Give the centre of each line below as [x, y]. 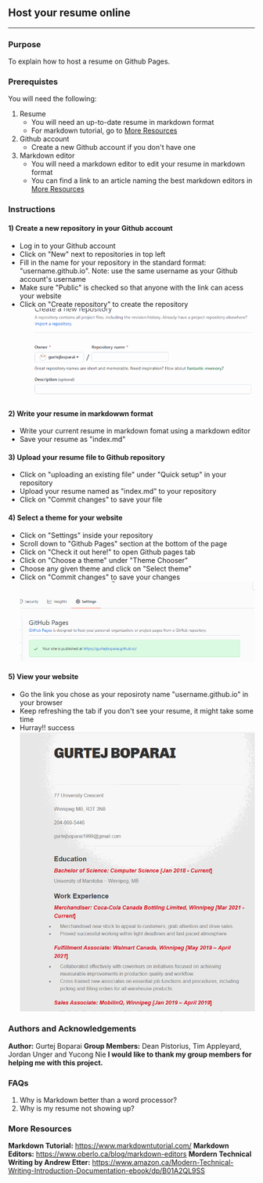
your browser [41, 703]
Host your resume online [69, 13]
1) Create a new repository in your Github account [91, 228]
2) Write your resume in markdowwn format [81, 413]
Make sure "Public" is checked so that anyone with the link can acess [131, 287]
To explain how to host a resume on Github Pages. [89, 61]
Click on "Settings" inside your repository [86, 535]
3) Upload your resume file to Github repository [87, 457]
